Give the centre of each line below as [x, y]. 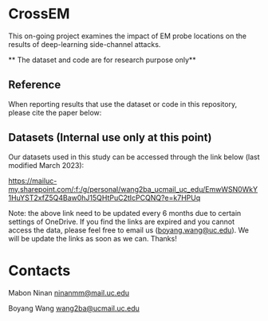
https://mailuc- [33, 181]
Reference [35, 85]
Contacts [39, 270]
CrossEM [39, 14]
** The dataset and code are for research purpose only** [102, 60]
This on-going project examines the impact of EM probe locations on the [128, 36]
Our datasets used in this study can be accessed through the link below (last [134, 157]
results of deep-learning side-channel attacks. [85, 44]
